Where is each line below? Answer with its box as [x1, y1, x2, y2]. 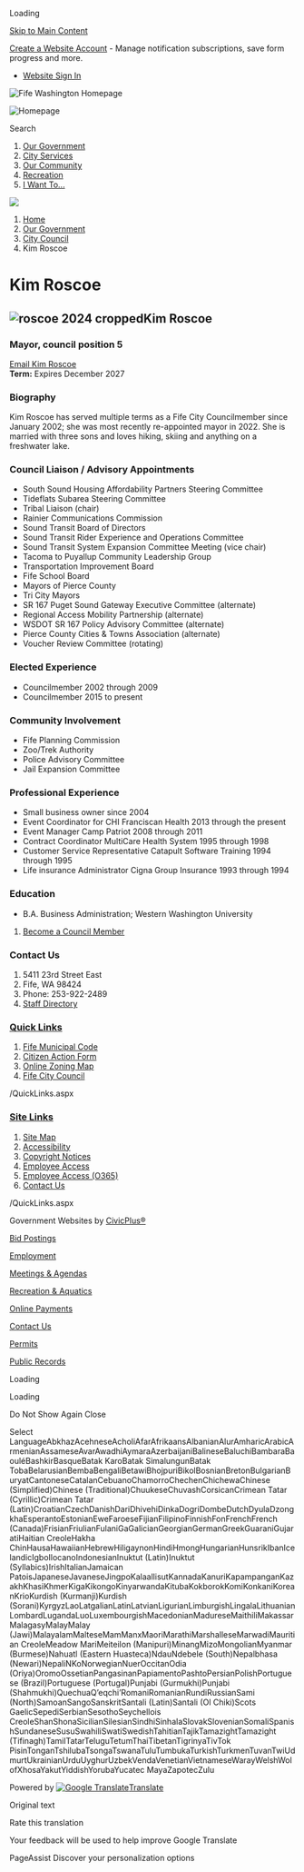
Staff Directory [22, 998, 78, 1009]
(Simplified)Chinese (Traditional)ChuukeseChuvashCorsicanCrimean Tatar [9, 1484, 288, 1495]
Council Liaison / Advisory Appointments [9, 463, 195, 476]
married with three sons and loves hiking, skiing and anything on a [9, 431, 257, 442]
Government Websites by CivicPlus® [9, 1215, 147, 1226]
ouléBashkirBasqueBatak [9, 1455, 103, 1466]
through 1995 [22, 855, 73, 866]
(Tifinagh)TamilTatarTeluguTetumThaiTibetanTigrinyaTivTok [9, 1735, 231, 1746]
